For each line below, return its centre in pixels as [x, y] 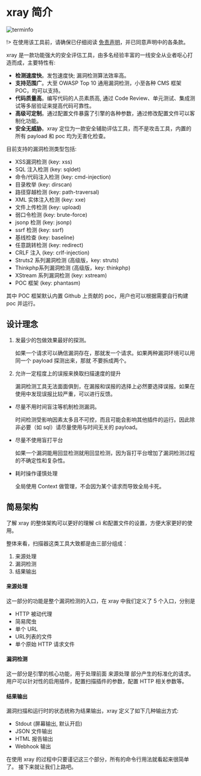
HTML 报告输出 [34, 739]
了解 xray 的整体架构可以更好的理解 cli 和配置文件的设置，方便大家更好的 [97, 523]
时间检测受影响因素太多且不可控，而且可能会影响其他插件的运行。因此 [102, 419]
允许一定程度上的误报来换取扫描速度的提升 [68, 373]
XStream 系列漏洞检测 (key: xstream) [61, 275]
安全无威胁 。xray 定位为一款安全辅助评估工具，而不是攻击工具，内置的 [103, 128]
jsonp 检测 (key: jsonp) [43, 222]
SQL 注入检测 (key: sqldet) [48, 169]
